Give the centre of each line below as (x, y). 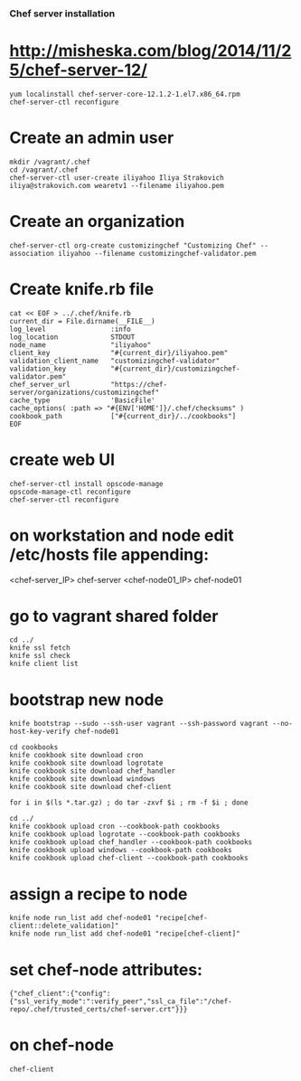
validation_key (38, 369)
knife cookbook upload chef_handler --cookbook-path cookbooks (131, 842)
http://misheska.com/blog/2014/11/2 (150, 51)
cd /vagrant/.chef (44, 170)
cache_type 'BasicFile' (82, 400)
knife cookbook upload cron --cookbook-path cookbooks (115, 827)
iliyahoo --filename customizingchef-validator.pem (157, 253)
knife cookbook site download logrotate (87, 763)
